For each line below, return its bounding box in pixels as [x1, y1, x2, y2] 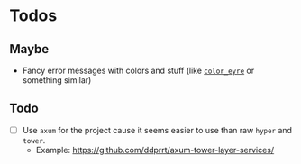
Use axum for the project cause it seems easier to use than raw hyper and [22, 124, 293, 135]
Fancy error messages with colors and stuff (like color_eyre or [22, 65, 255, 76]
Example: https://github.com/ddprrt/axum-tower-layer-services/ [35, 144, 275, 155]
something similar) [22, 75, 92, 86]
